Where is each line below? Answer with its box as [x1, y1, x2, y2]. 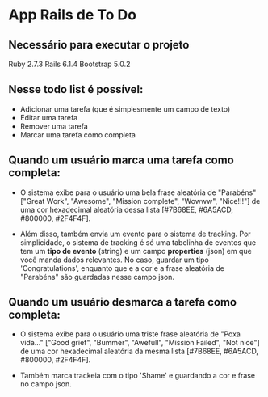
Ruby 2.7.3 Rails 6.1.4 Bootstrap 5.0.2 [8, 59, 131, 69]
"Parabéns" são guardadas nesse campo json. [19, 272, 175, 281]
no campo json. [19, 379, 73, 389]
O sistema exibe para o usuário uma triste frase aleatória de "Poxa [19, 329, 241, 339]
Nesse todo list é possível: [8, 82, 144, 96]
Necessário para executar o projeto [8, 38, 190, 52]
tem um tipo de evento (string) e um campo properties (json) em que [19, 246, 252, 256]
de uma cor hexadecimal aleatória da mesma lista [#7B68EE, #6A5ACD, [19, 346, 258, 357]
